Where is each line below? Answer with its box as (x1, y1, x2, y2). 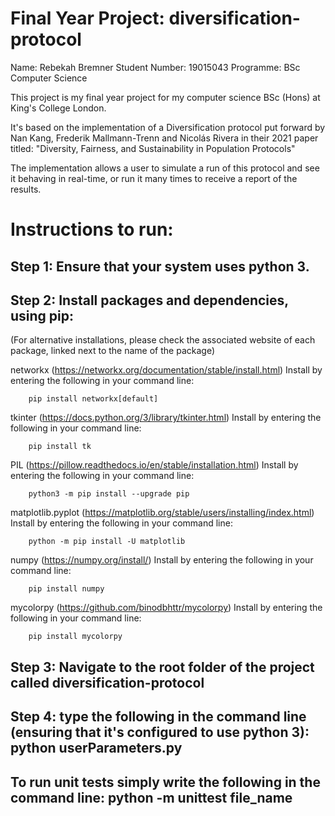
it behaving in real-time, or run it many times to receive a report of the (10, 172, 298, 184)
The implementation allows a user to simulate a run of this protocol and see (10, 162, 320, 174)
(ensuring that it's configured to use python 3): (10, 724, 310, 741)
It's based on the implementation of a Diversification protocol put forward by (10, 121, 326, 133)
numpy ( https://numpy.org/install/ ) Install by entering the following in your (10, 554, 314, 566)
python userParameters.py (10, 740, 183, 757)
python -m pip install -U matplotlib (28, 537, 186, 547)
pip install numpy (28, 584, 105, 594)
